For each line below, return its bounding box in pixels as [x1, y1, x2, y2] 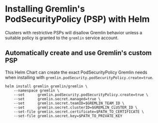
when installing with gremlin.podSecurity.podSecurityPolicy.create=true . [5, 74, 154, 80]
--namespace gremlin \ [14, 88, 60, 93]
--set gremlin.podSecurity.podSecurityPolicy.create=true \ [14, 92, 149, 97]
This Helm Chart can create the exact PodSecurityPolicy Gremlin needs [5, 69, 148, 75]
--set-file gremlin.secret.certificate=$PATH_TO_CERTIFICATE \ [14, 109, 144, 114]
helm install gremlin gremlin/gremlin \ [5, 84, 88, 89]
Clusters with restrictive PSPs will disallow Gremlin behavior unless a [5, 30, 142, 35]
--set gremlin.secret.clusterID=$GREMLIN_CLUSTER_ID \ [14, 105, 138, 110]
